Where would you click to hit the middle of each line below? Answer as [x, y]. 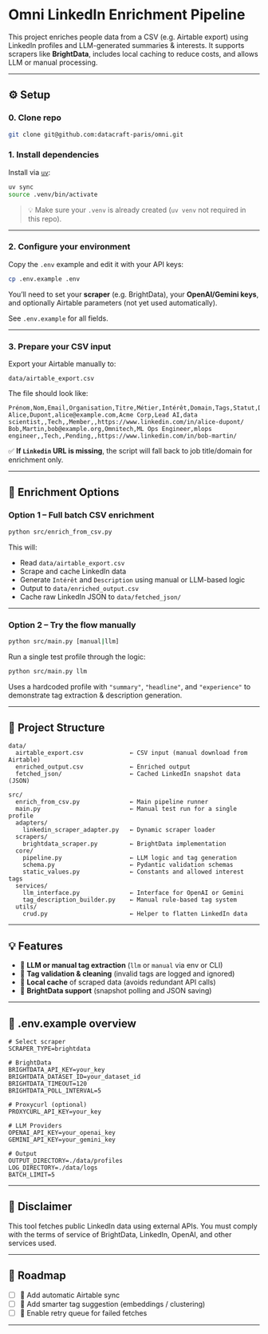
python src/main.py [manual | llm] [64, 641]
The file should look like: [48, 393]
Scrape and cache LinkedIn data [73, 571]
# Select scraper [37, 1042]
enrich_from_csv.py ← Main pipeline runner [112, 802]
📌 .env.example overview [73, 1023]
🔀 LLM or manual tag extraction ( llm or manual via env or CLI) [121, 965]
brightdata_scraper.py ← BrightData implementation [124, 844]
